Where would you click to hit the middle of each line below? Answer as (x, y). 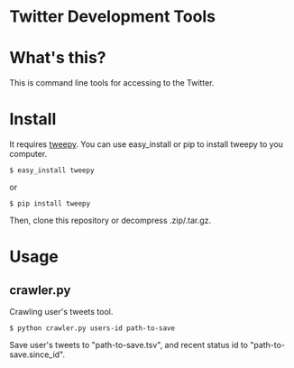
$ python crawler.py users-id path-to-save (92, 328)
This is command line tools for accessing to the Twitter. (112, 83)
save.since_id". (37, 354)
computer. (28, 154)
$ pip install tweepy (50, 204)
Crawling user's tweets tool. (61, 312)
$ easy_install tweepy (52, 170)
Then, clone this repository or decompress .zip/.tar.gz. (110, 221)
